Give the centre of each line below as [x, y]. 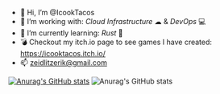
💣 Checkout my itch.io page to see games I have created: [116, 42]
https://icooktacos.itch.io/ [63, 53]
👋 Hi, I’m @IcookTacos [57, 12]
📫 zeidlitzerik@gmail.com [63, 63]
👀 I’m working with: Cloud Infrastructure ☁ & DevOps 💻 [113, 21]
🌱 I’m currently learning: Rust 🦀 [71, 33]
